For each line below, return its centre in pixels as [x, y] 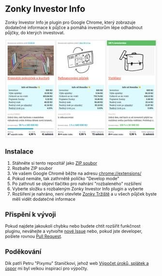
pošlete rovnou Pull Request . [34, 236]
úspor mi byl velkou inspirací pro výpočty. [47, 268]
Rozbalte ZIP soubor [32, 169]
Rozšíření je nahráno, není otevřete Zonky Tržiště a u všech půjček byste [84, 194]
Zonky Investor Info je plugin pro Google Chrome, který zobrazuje [70, 22]
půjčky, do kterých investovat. [35, 32]
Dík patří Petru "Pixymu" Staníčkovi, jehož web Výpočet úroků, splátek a [77, 263]
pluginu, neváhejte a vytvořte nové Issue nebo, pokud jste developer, [74, 231]
